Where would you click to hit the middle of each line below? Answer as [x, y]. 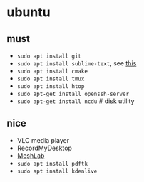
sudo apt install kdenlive [57, 171]
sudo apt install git [49, 56]
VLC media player [43, 140]
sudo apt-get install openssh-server [73, 94]
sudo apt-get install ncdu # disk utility [76, 101]
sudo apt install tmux [51, 79]
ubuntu [29, 12]
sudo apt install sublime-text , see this [77, 63]
